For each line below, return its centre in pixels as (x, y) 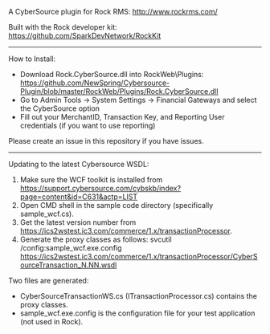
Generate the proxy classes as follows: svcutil (96, 239)
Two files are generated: (49, 281)
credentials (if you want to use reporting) (88, 125)
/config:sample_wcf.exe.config (71, 248)
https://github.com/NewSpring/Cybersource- (95, 83)
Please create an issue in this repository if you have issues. (106, 141)
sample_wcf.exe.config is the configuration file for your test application (137, 313)
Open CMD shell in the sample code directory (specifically (117, 205)
